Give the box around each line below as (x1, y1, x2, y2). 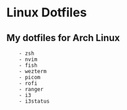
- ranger (19, 86, 44, 93)
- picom (19, 74, 41, 81)
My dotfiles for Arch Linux (6, 32, 121, 44)
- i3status (19, 98, 50, 105)
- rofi (19, 80, 38, 87)
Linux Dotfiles (6, 5, 87, 20)
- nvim (19, 56, 38, 63)
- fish (19, 62, 38, 69)
